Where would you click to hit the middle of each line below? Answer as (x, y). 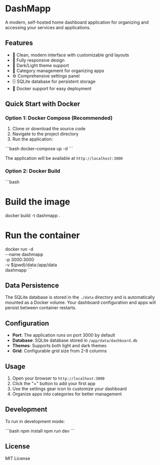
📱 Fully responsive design (39, 60)
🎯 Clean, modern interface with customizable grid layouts (71, 55)
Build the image (38, 201)
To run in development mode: (35, 421)
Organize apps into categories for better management (67, 394)
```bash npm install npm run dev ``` (40, 431)
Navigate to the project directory (45, 134)
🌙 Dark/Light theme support (40, 65)
